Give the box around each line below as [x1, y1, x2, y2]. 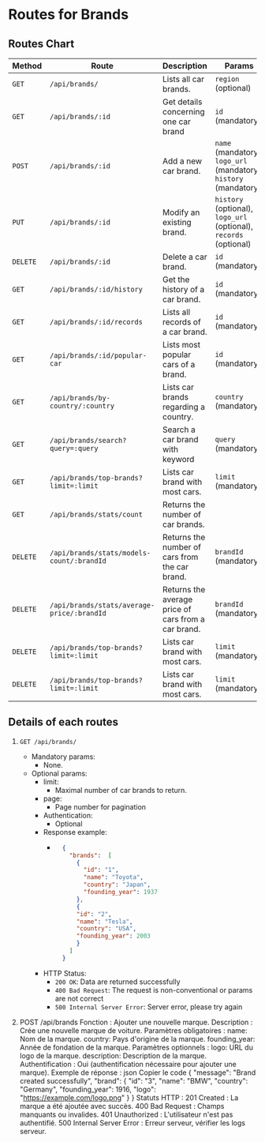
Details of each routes [8, 716, 119, 729]
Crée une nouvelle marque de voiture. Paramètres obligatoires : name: [19, 1025, 248, 1035]
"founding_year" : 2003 [76, 932, 151, 941]
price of [162, 604, 192, 614]
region [215, 75, 240, 84]
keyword [162, 454, 195, 464]
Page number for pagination [54, 802, 147, 811]
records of [162, 317, 201, 327]
